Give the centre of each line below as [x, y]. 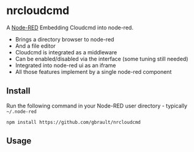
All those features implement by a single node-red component [93, 71]
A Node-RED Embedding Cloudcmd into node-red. [70, 27]
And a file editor [35, 46]
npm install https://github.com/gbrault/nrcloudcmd [73, 122]
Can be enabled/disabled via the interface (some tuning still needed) [102, 59]
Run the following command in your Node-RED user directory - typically [97, 106]
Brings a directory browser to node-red [65, 39]
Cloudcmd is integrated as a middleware [66, 52]
